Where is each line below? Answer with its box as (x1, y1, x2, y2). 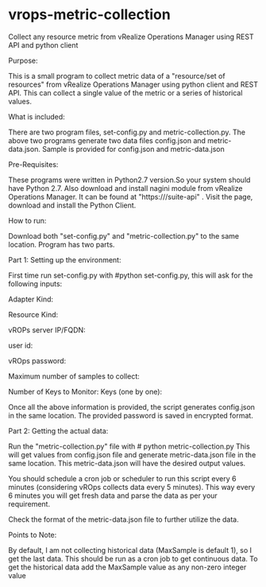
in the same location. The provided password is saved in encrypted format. (8, 410, 254, 420)
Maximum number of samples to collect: (8, 371, 141, 381)
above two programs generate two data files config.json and (8, 135, 206, 145)
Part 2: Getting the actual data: (8, 426, 109, 435)
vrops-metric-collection (8, 6, 171, 24)
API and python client (8, 40, 79, 49)
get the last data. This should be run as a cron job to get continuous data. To (8, 554, 258, 563)
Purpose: (8, 56, 38, 65)
